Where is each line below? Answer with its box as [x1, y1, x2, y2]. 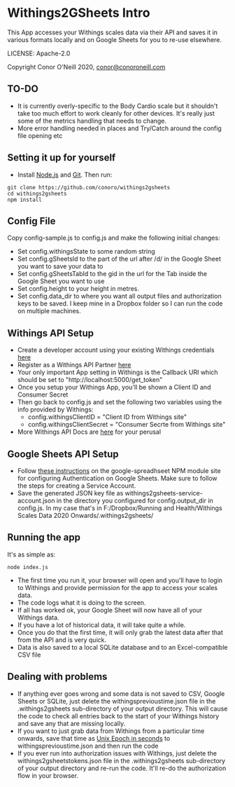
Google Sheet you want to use [17, 277, 105, 285]
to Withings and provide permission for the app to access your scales [17, 583, 218, 591]
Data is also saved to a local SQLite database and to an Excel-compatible [17, 643, 228, 651]
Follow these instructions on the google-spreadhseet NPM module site [17, 467, 222, 474]
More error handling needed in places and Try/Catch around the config [17, 124, 222, 132]
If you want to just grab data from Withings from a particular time [17, 727, 205, 735]
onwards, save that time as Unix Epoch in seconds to [17, 734, 171, 742]
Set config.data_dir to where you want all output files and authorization [17, 292, 222, 301]
